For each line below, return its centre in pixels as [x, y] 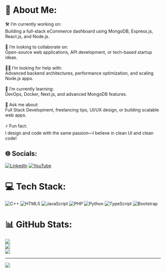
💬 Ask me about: [22, 104]
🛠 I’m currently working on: [33, 24]
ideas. [11, 57]
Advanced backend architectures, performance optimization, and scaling [80, 73]
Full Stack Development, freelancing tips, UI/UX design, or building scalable [82, 110]
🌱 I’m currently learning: [30, 89]
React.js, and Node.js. [27, 36]
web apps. [16, 115]
